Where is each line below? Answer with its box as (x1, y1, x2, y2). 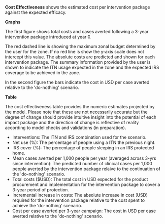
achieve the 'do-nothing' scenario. (12, 203, 83, 208)
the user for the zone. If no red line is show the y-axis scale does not (5, 49, 144, 54)
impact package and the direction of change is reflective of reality (5, 120, 139, 125)
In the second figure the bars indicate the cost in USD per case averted (5, 79, 150, 85)
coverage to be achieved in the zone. (5, 70, 80, 76)
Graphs (5, 19, 21, 25)
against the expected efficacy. (5, 9, 66, 15)
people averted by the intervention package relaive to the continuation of (12, 166, 161, 172)
